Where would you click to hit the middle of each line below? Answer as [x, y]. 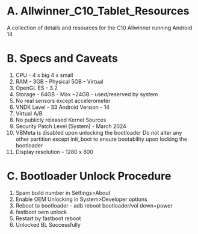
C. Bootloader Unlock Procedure [89, 176]
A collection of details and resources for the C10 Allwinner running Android [100, 28]
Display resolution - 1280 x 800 [54, 152]
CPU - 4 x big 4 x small [44, 75]
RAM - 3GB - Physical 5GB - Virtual [59, 81]
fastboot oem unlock [41, 212]
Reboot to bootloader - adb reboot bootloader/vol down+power [94, 205]
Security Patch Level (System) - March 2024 [71, 126]
